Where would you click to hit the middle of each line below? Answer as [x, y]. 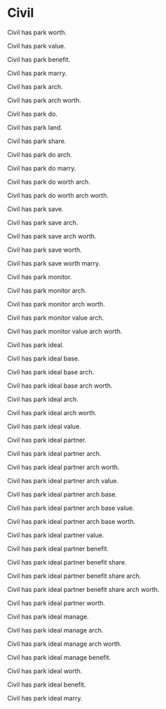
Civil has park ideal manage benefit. [59, 657]
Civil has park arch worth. [44, 100]
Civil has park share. [37, 141]
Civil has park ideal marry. [45, 698]
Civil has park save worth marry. [54, 263]
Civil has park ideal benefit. [47, 684]
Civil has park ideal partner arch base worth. [71, 521]
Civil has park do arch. [40, 154]
